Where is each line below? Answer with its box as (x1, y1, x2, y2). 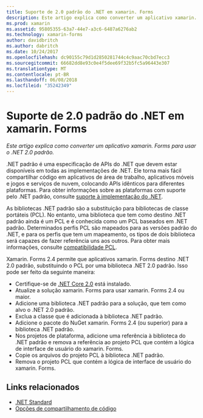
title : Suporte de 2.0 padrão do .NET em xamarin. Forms (6, 9, 154, 15)
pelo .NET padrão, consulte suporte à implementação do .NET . (6, 193, 163, 200)
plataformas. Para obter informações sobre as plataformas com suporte (6, 186, 186, 193)
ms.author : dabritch (6, 43, 59, 49)
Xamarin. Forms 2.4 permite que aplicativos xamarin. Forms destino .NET (6, 255, 190, 262)
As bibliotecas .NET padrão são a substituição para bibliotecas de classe (6, 204, 188, 212)
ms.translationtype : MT (6, 65, 67, 72)
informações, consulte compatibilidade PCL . (6, 243, 117, 251)
